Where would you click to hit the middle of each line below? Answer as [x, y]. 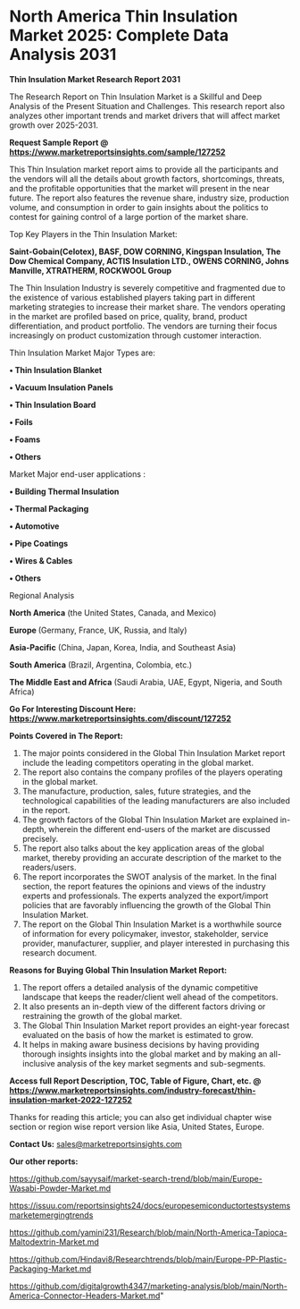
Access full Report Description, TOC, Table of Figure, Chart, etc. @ [135, 1081]
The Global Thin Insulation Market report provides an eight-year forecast [156, 1025]
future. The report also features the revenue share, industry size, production [150, 198]
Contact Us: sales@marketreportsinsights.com [96, 1143]
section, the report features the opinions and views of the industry [144, 886]
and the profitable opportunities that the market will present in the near [139, 188]
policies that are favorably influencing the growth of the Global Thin [146, 905]
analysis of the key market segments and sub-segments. [161, 1063]
